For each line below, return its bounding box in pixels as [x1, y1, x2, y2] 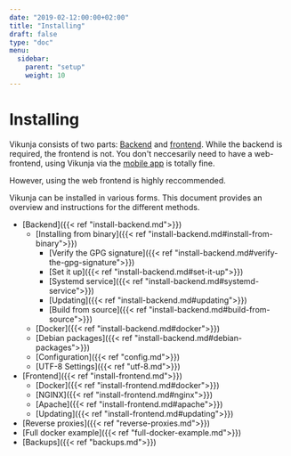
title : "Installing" [9, 21, 86, 30]
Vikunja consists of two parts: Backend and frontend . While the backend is [9, 139, 283, 150]
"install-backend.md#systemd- [145, 275, 260, 286]
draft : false [9, 29, 58, 38]
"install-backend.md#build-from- [148, 304, 271, 314]
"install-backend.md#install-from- [148, 228, 273, 239]
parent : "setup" [25, 63, 86, 72]
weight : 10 [25, 71, 66, 80]
